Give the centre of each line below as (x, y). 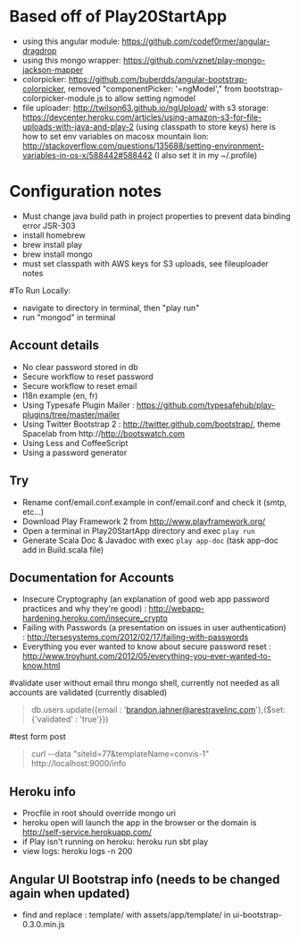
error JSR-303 (49, 225)
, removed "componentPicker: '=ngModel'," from (153, 89)
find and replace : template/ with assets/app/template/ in (126, 915)
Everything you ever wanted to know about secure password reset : (146, 646)
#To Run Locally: (40, 290)
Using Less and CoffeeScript (75, 443)
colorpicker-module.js (62, 98)
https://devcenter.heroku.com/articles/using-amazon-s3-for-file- (142, 117)
